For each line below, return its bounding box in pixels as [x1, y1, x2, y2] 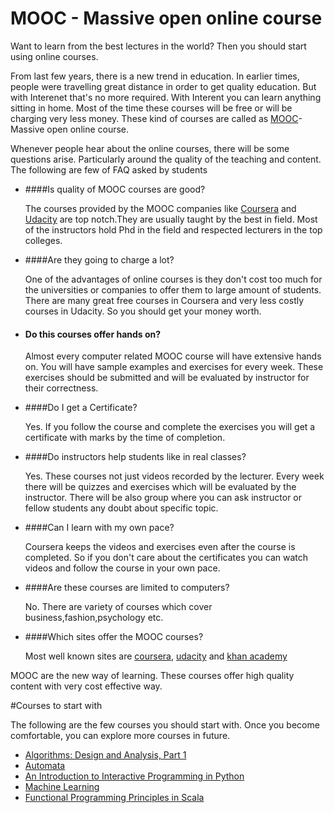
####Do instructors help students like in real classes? [24, 451, 247, 463]
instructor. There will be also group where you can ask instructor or [24, 492, 303, 504]
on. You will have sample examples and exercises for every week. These [24, 361, 324, 373]
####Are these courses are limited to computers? [24, 582, 230, 594]
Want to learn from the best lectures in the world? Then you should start [10, 40, 307, 52]
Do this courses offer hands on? [24, 328, 162, 340]
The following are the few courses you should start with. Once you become [10, 719, 320, 731]
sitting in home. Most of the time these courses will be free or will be [10, 102, 293, 114]
